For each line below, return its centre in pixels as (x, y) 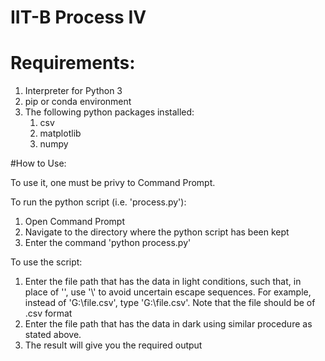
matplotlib (60, 133)
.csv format (48, 313)
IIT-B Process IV (78, 17)
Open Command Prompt (75, 222)
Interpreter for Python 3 (73, 91)
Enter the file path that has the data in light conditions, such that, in (163, 282)
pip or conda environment (78, 102)
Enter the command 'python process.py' (108, 243)
